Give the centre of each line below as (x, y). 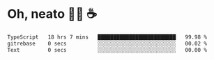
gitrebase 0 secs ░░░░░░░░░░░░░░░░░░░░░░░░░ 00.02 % (107, 43)
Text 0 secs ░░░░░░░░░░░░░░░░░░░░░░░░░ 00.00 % (107, 50)
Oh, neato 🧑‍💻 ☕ (52, 14)
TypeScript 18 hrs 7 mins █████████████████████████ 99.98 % (107, 37)
